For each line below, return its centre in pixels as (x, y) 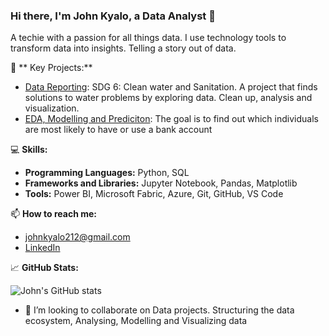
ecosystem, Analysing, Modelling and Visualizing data (136, 321)
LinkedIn (42, 248)
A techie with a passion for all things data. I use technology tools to (148, 38)
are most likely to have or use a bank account (118, 130)
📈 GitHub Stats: (44, 268)
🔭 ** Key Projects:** (51, 68)
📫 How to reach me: (54, 214)
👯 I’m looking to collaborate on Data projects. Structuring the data (159, 310)
